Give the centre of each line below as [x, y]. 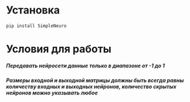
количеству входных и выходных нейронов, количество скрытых [91, 87]
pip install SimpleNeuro [36, 26]
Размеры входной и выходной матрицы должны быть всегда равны [95, 80]
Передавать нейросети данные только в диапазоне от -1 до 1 [86, 66]
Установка [33, 10]
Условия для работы [59, 49]
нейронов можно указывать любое [52, 93]
